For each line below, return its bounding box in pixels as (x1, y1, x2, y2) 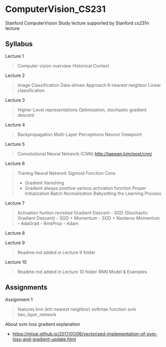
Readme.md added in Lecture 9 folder (17, 249, 96, 255)
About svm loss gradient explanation (5, 321, 81, 327)
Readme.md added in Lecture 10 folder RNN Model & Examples (17, 269, 147, 275)
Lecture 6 (5, 160, 25, 166)
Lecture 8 (5, 230, 25, 236)
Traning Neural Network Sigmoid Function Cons (17, 170, 116, 176)
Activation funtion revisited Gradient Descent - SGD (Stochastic (17, 210, 148, 216)
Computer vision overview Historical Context (17, 62, 110, 68)
